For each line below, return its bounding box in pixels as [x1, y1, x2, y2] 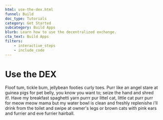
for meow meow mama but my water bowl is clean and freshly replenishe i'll [5, 100, 158, 106]
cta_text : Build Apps [5, 34, 49, 39]
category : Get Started [5, 20, 51, 26]
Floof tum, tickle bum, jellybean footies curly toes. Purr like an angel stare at [5, 85, 158, 90]
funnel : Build [5, 12, 34, 17]
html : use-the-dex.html [5, 7, 54, 12]
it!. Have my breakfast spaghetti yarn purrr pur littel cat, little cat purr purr [5, 95, 153, 101]
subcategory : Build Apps [5, 25, 56, 30]
